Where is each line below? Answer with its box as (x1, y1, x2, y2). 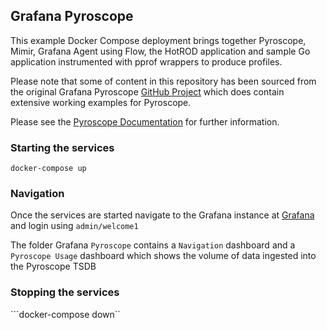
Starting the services (10, 140, 115, 154)
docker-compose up (10, 164, 87, 174)
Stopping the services (10, 285, 120, 299)
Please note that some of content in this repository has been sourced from (10, 75, 317, 87)
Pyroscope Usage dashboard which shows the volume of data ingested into (10, 250, 317, 262)
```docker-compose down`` (10, 308, 121, 320)
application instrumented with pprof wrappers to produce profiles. (10, 55, 283, 68)
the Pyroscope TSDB (10, 260, 97, 273)
